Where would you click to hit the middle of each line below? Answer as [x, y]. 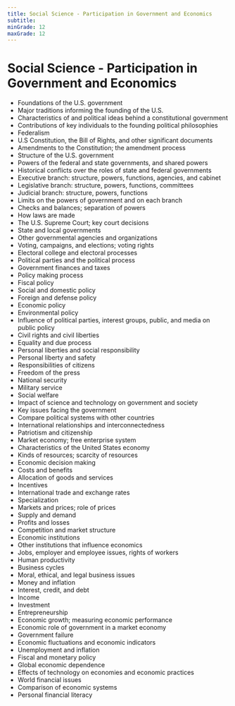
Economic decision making [57, 463]
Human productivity [46, 560]
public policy [36, 328]
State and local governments [59, 231]
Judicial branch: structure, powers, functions [82, 193]
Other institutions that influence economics [80, 545]
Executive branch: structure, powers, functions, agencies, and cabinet [119, 178]
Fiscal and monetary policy [57, 657]
